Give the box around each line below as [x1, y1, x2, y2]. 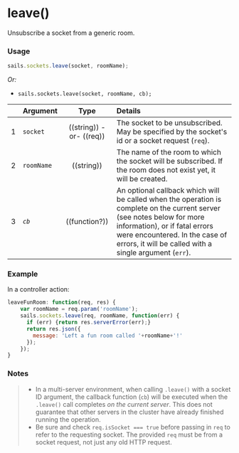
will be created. [116, 174, 168, 184]
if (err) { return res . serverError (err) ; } [26, 319, 152, 326]
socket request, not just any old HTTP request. [35, 437, 172, 446]
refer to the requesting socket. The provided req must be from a [35, 430, 223, 439]
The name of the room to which [116, 147, 222, 157]
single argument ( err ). [116, 247, 191, 257]
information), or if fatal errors [116, 221, 213, 231]
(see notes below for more [116, 212, 205, 222]
